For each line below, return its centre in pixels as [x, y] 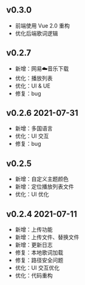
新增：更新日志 [34, 245]
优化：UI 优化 [32, 194]
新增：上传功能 [34, 230]
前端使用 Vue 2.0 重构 [42, 25]
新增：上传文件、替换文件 [47, 237]
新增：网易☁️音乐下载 [42, 68]
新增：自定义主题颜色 [42, 179]
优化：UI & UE [32, 86]
